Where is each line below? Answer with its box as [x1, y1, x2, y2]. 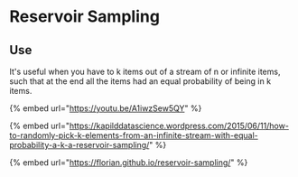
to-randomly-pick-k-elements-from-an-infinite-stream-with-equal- [9, 130, 259, 141]
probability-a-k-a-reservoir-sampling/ [9, 140, 150, 150]
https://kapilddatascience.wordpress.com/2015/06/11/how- [69, 120, 289, 131]
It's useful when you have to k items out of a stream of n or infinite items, [9, 66, 281, 77]
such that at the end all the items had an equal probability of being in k [9, 76, 272, 87]
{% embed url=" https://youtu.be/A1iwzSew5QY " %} [9, 103, 202, 114]
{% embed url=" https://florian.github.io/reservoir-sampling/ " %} [9, 157, 248, 168]
